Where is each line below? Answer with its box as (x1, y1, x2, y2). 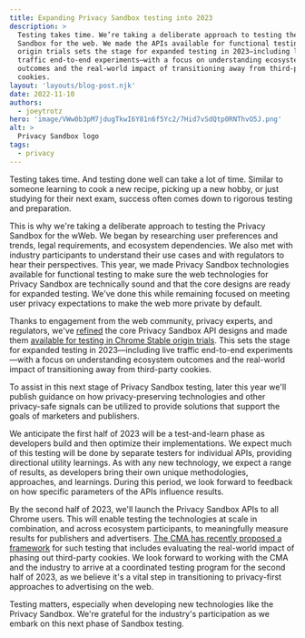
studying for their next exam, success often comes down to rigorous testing (9, 193, 293, 204)
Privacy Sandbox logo (17, 132, 100, 141)
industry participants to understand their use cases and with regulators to (9, 249, 284, 260)
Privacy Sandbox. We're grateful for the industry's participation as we (9, 608, 271, 619)
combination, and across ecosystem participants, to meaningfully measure (9, 522, 289, 533)
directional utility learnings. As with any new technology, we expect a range (9, 457, 292, 468)
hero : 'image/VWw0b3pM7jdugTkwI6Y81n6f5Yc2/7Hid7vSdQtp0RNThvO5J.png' (9, 115, 282, 124)
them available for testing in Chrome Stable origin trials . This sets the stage (9, 334, 290, 346)
